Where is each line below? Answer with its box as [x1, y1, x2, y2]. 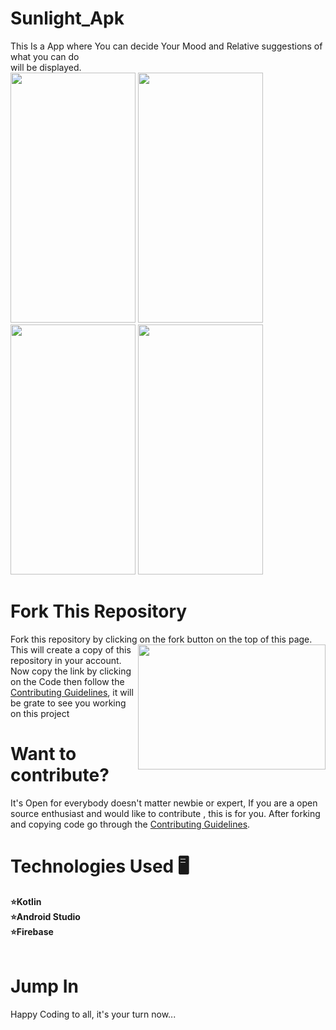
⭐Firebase [10, 925, 54, 937]
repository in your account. [10, 654, 122, 666]
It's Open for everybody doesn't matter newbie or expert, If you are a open [10, 797, 318, 809]
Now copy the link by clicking [10, 665, 132, 677]
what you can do [10, 50, 80, 62]
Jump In [10, 975, 79, 997]
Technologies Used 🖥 [10, 855, 190, 877]
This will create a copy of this [10, 643, 132, 656]
